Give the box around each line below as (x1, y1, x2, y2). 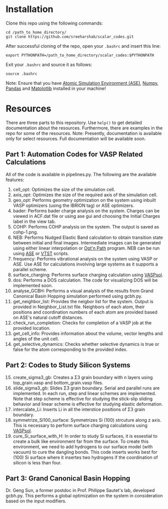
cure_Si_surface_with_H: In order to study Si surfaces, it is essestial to (13, 433, 157, 439)
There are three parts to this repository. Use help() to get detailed (6, 119, 142, 125)
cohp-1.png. (13, 229, 38, 235)
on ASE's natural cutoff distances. (13, 314, 84, 320)
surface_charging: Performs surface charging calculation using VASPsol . (13, 272, 163, 278)
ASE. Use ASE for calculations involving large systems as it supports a (13, 261, 158, 267)
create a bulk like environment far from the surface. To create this (13, 438, 149, 444)
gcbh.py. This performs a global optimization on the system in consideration (6, 493, 163, 499)
